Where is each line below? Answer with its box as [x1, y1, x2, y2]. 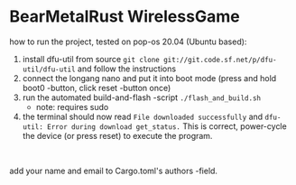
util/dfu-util [22, 65, 76, 74]
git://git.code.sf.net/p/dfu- [163, 55, 277, 64]
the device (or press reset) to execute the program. [22, 130, 213, 141]
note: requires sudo [35, 101, 109, 112]
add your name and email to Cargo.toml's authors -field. [9, 165, 218, 176]
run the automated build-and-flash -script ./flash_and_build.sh [22, 92, 262, 103]
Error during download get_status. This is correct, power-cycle [46, 120, 287, 132]
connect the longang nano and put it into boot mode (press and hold [22, 72, 277, 83]
